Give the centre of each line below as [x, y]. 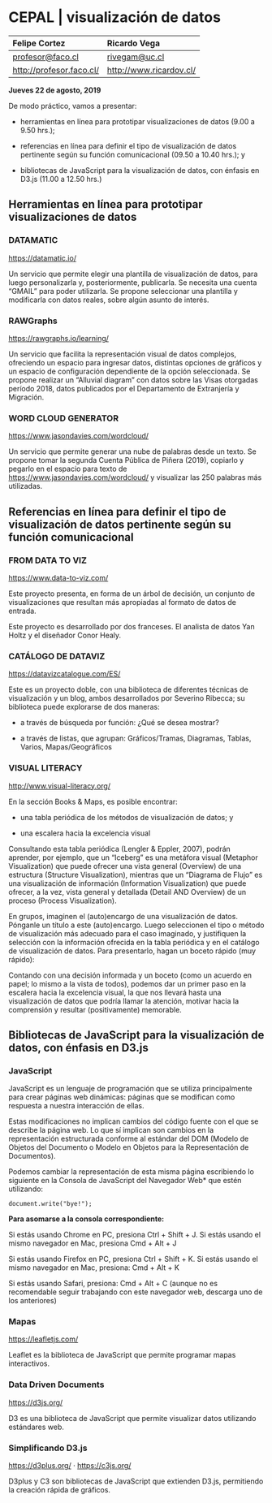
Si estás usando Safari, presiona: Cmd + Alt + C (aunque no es [113, 1284]
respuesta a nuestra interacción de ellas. [76, 1106]
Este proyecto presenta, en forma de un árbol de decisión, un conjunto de [132, 594]
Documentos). [32, 1156]
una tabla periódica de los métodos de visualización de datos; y [127, 817]
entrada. [22, 611]
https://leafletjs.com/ [43, 1339]
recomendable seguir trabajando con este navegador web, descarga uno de [136, 1292]
